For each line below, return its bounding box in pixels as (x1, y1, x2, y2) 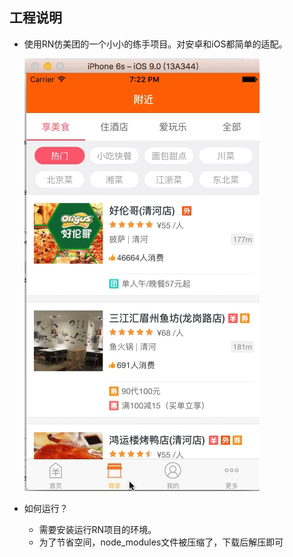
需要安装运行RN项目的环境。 (38, 523, 157, 535)
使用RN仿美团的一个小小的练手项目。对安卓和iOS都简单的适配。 (23, 38, 288, 50)
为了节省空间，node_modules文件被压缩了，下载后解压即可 (38, 536, 284, 548)
